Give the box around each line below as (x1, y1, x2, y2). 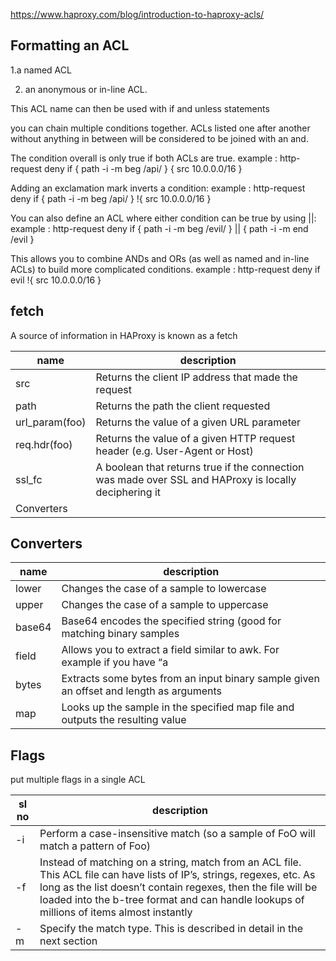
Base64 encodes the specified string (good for (61, 614, 282, 628)
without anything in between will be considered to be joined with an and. (10, 132, 309, 144)
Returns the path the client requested (95, 399, 271, 413)
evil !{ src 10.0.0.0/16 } (10, 274, 102, 286)
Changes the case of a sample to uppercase (61, 598, 269, 612)
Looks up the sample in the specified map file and (61, 700, 295, 714)
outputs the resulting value (61, 713, 187, 727)
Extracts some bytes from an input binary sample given (61, 672, 320, 686)
